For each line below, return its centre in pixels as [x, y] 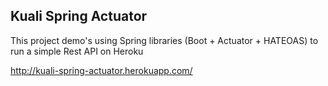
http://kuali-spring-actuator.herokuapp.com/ [101, 70]
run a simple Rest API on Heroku [77, 51]
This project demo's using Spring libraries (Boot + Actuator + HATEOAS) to [164, 40]
